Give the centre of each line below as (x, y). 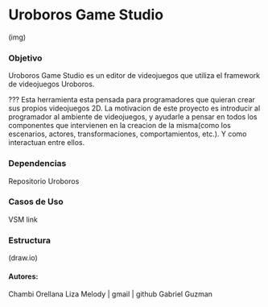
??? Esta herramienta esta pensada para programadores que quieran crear (132, 100)
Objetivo (25, 58)
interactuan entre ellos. (47, 143)
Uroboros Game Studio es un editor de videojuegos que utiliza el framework (134, 76)
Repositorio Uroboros (44, 181)
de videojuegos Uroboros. (52, 84)
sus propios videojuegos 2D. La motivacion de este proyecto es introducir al (134, 108)
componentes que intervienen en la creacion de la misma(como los (120, 126)
